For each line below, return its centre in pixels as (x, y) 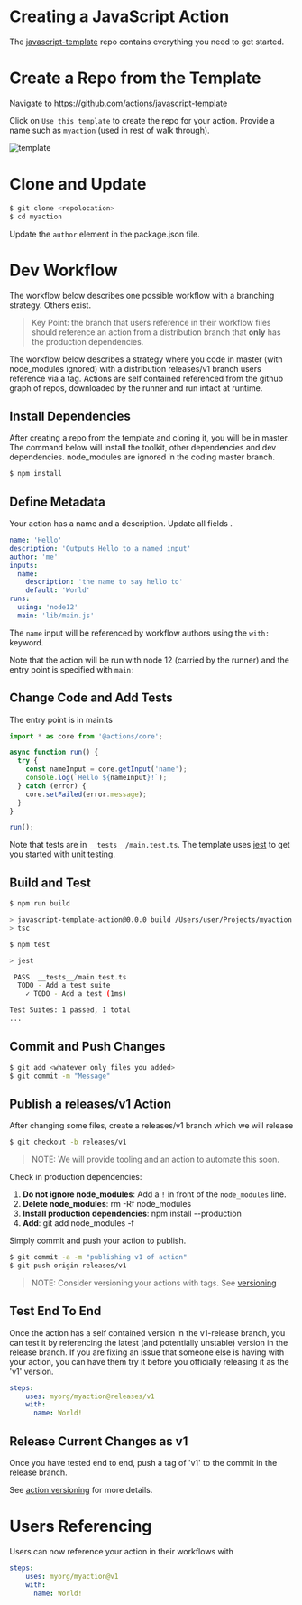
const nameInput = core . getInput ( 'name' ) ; (106, 769)
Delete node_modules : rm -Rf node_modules (107, 1204)
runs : (19, 599)
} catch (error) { (52, 786)
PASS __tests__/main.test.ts (70, 977)
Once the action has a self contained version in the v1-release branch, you (147, 1332)
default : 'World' (58, 590)
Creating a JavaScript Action (119, 17)
